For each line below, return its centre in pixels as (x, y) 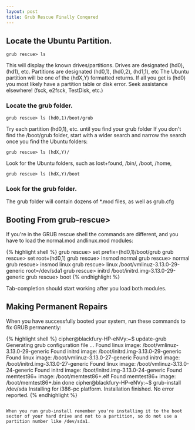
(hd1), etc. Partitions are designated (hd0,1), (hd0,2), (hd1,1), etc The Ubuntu (97, 72)
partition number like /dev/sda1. (48, 421)
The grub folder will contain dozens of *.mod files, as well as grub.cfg (90, 201)
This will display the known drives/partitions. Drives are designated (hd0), (95, 65)
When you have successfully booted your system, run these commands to (96, 321)
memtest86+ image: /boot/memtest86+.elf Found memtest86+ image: (91, 376)
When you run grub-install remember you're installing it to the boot (94, 411)
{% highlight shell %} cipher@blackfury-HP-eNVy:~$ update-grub (86, 339)
